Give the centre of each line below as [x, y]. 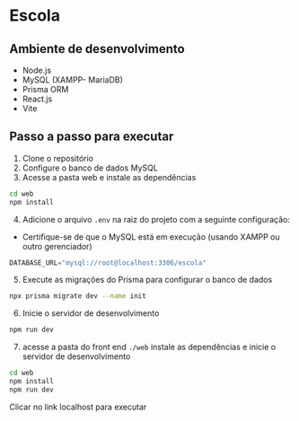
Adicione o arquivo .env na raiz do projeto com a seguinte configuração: [156, 219]
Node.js [37, 70]
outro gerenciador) [57, 246]
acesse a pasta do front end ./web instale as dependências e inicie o [149, 347]
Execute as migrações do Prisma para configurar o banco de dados [147, 280]
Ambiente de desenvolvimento [97, 49]
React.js [37, 99]
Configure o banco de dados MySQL [90, 168]
